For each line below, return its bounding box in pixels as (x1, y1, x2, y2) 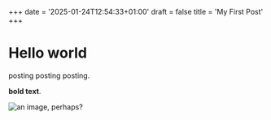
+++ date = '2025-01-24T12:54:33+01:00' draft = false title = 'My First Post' (8, 7, 264, 16)
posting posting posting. (8, 71, 90, 80)
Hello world (8, 44, 88, 62)
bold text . (8, 86, 42, 96)
